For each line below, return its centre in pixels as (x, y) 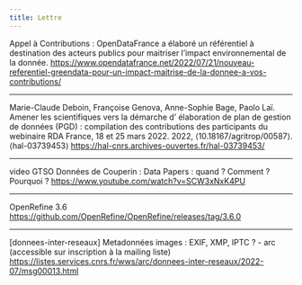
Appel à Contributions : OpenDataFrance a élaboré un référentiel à (132, 43)
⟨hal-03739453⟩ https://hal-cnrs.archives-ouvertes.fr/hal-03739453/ (137, 146)
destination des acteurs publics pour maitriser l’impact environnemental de (148, 53)
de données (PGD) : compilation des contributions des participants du (138, 126)
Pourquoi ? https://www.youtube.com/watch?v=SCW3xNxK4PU (127, 181)
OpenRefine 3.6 (38, 207)
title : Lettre (36, 18)
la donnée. (29, 62)
